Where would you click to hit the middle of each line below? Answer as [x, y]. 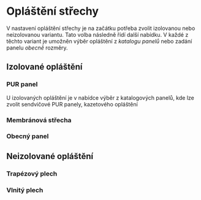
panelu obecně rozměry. [37, 48]
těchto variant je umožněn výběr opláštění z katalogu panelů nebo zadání [99, 41]
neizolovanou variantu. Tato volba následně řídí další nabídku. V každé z [97, 34]
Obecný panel [28, 136]
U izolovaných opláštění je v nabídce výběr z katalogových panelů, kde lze [100, 98]
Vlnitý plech [25, 190]
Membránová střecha [39, 120]
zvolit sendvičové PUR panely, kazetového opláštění [72, 104]
